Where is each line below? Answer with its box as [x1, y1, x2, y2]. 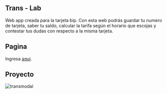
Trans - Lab [5, 4, 41, 12]
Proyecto [5, 70, 34, 79]
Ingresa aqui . [5, 55, 32, 61]
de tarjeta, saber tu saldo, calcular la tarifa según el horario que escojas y [5, 22, 157, 28]
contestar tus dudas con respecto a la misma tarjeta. [5, 27, 114, 34]
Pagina [5, 42, 27, 51]
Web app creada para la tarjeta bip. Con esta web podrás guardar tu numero [5, 17, 162, 23]
